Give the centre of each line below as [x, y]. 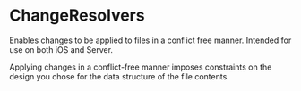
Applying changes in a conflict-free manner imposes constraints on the [141, 67]
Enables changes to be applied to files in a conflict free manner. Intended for [150, 40]
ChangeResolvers [77, 16]
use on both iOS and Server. [61, 49]
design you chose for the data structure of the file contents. [120, 76]
